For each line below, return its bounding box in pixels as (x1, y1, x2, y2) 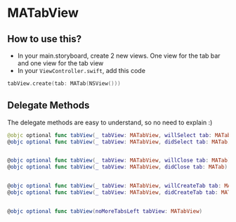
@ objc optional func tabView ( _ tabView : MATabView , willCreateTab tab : (7, 183, 222, 190)
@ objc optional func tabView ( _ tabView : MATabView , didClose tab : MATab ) (7, 164, 228, 171)
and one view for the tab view (17, 59, 104, 67)
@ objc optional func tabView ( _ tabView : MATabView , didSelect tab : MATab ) (7, 138, 231, 145)
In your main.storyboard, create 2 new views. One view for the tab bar (17, 51, 221, 60)
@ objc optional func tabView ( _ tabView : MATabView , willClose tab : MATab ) (7, 157, 231, 164)
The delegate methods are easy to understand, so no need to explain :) (7, 118, 213, 126)
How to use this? (7, 33, 82, 45)
